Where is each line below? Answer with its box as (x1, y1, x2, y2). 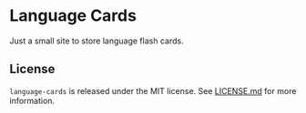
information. (9, 95, 56, 106)
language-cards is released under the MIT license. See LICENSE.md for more (9, 85, 297, 96)
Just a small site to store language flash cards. (9, 35, 184, 46)
